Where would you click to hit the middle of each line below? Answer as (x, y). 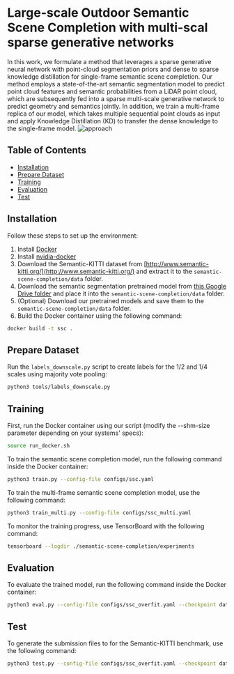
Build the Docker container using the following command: (100, 316)
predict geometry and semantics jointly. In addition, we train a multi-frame (113, 106)
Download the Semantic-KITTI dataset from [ (81, 263)
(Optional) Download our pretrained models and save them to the (110, 300)
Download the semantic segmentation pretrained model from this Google (122, 286)
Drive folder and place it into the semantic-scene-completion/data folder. (121, 293)
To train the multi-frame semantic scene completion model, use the (104, 492)
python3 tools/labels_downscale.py (59, 387)
